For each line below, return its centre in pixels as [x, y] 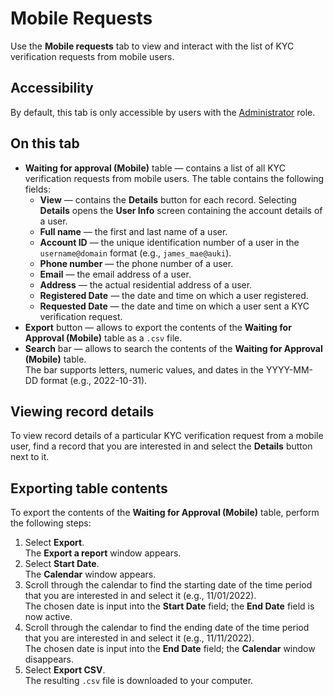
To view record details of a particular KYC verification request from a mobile [167, 436]
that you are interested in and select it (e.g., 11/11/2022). [139, 638]
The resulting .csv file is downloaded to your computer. [139, 681]
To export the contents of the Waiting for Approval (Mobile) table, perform [165, 513]
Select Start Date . [62, 564]
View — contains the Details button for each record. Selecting [168, 199]
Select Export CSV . [65, 670]
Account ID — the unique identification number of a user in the [169, 242]
